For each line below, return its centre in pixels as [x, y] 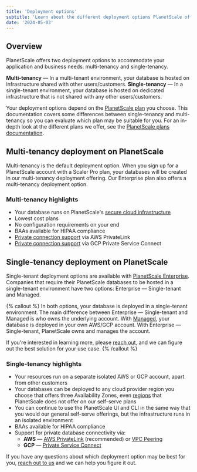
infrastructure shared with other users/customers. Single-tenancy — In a [95, 84]
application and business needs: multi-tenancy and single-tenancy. [87, 67]
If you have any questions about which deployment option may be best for [96, 457]
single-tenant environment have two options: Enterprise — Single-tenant [94, 289]
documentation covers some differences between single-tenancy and [90, 114]
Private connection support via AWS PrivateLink [72, 237]
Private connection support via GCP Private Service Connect [88, 244]
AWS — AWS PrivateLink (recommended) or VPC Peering [93, 439]
